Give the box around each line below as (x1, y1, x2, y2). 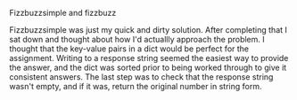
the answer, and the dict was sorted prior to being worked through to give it (9, 62, 287, 73)
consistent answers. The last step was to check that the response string (9, 72, 274, 82)
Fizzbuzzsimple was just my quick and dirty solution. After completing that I (9, 25, 288, 35)
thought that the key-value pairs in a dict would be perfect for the (9, 43, 250, 54)
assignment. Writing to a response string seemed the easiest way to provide (9, 53, 289, 63)
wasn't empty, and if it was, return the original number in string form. (9, 81, 262, 91)
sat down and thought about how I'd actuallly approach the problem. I (9, 35, 265, 44)
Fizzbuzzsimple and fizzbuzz (9, 8, 117, 18)
